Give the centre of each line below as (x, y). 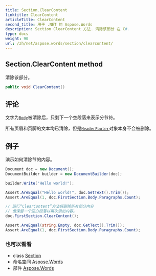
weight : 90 (17, 39)
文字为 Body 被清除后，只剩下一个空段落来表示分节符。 (61, 117)
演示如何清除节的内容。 (30, 160)
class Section (27, 256)
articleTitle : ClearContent (35, 19)
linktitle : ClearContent (32, 15)
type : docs (17, 34)
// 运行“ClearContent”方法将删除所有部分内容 (50, 206)
